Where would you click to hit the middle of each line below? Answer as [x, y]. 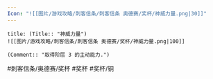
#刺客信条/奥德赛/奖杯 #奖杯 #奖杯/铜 [61, 68]
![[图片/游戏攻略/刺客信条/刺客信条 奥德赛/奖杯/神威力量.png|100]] [96, 41]
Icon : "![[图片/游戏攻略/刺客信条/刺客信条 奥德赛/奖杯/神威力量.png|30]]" [107, 14]
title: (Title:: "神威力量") [47, 34]
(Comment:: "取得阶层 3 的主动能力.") [58, 55]
